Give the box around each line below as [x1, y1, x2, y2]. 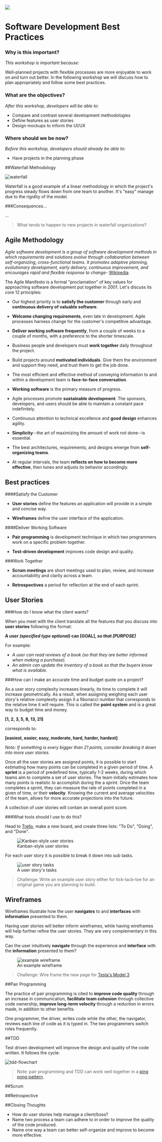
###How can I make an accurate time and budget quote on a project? [5, 677, 144, 682]
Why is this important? [5, 49, 59, 56]
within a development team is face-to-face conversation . [12, 376, 127, 382]
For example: [5, 642, 31, 648]
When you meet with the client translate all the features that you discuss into [5, 618, 158, 624]
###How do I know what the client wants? [5, 609, 89, 614]
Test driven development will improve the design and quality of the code [5, 1045, 149, 1051]
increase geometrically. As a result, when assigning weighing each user [5, 691, 148, 697]
